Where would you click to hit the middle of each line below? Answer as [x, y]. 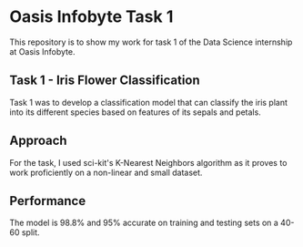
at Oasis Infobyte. [42, 51]
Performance [48, 201]
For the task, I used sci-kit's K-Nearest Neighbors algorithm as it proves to [148, 162]
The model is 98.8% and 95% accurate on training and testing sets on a [144, 223]
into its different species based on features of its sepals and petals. [135, 112]
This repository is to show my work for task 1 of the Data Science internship [151, 42]
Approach [38, 141]
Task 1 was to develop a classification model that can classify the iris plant [149, 102]
